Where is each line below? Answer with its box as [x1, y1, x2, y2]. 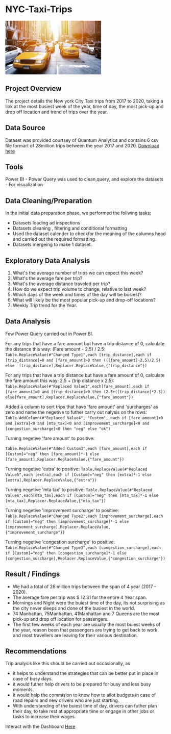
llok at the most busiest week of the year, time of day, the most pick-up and [5, 103, 164, 109]
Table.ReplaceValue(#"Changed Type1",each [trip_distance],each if [5, 352, 152, 358]
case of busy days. [12, 676, 53, 682]
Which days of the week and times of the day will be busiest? [12, 292, 142, 297]
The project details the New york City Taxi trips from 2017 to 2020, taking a [5, 98, 163, 104]
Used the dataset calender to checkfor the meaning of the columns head [12, 231, 166, 237]
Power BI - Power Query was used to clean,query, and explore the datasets [5, 176, 164, 182]
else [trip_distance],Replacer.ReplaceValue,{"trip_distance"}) [5, 363, 147, 368]
